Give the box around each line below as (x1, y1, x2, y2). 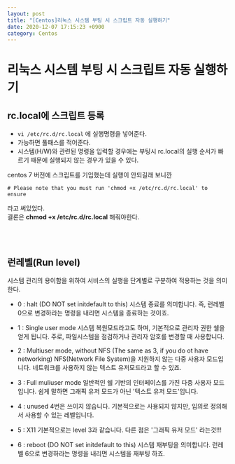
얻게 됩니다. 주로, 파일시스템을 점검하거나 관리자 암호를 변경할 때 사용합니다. (17, 332, 225, 341)
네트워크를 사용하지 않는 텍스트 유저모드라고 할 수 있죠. (32, 364, 182, 372)
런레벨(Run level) (7, 257, 80, 268)
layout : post (7, 10, 45, 18)
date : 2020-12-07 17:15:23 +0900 (7, 23, 105, 30)
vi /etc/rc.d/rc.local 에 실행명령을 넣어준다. (17, 130, 147, 138)
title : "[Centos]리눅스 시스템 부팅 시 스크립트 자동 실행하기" (7, 17, 171, 24)
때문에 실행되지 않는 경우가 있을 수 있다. (30, 156, 139, 165)
